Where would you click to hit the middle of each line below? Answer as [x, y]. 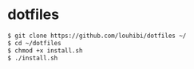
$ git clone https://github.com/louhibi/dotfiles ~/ [97, 36]
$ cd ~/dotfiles [34, 43]
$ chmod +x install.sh [45, 50]
